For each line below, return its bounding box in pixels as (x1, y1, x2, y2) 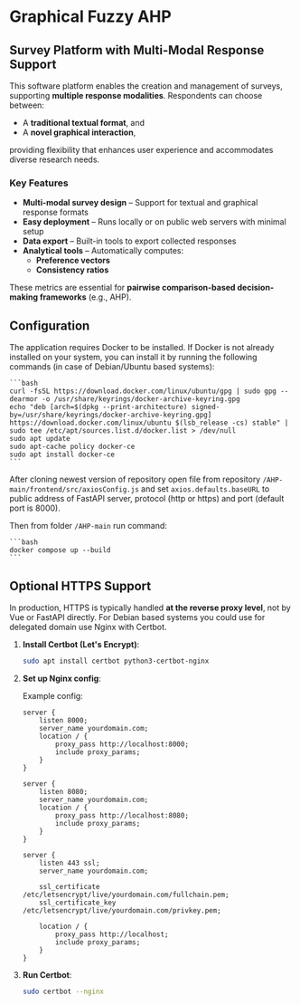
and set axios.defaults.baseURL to (141, 483, 270, 494)
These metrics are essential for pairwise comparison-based (9, 282, 236, 293)
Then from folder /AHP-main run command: (9, 521, 167, 531)
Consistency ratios (35, 264, 109, 275)
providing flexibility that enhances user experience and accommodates (9, 145, 274, 155)
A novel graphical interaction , (22, 127, 136, 138)
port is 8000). (9, 502, 61, 513)
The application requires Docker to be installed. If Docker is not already (9, 342, 275, 353)
